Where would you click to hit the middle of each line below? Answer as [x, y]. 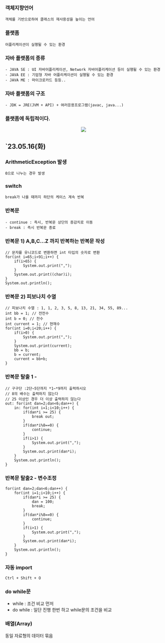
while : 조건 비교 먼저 [33, 603]
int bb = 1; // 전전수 [27, 314]
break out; [43, 417]
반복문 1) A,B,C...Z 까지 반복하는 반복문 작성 [55, 241]
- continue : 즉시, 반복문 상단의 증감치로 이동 [49, 222]
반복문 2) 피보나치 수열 [31, 296]
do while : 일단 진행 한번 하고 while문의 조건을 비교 [62, 610]
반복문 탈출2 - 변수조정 [31, 478]
